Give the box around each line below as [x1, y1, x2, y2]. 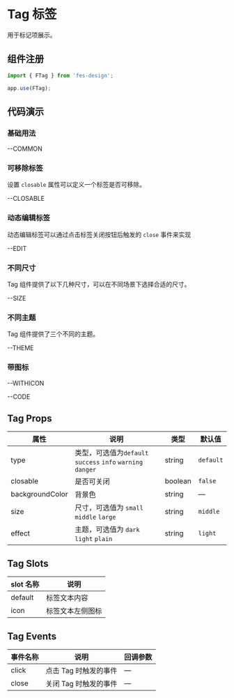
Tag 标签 [7, 6, 57, 22]
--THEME [7, 344, 34, 352]
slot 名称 [10, 579, 40, 589]
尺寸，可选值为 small [75, 503, 144, 513]
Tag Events [7, 630, 57, 642]
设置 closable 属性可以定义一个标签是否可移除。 [7, 181, 146, 189]
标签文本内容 [46, 593, 88, 603]
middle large [75, 513, 116, 522]
